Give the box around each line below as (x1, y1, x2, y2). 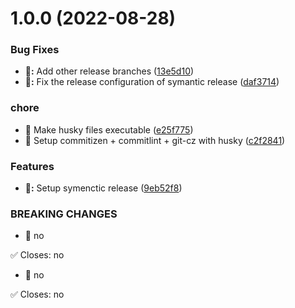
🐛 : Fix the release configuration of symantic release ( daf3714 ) (24, 76, 280, 88)
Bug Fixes (10, 43, 60, 57)
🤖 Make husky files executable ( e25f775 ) (24, 123, 194, 136)
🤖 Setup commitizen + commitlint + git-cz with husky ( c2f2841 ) (24, 134, 286, 146)
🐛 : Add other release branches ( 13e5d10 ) (24, 65, 195, 77)
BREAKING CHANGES (10, 207, 118, 221)
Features (10, 159, 55, 173)
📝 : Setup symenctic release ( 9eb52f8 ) (24, 182, 183, 194)
